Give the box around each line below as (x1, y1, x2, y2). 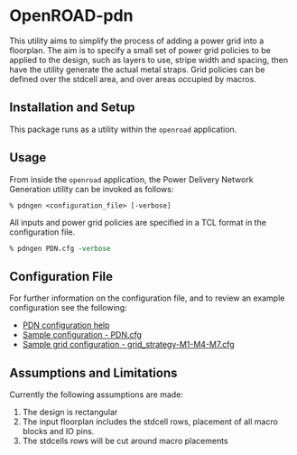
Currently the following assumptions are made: (9, 389, 183, 400)
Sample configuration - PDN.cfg (22, 330, 143, 340)
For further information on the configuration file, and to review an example (9, 292, 285, 303)
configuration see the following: (9, 302, 128, 313)
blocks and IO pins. (22, 426, 95, 437)
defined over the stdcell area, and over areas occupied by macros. (9, 73, 257, 84)
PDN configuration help (22, 320, 110, 330)
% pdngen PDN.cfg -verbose (9, 244, 111, 253)
